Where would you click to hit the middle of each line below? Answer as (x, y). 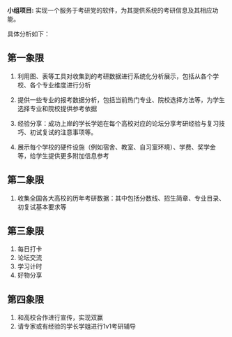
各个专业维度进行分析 (60, 85)
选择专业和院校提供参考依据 (57, 108)
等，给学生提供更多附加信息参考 (63, 155)
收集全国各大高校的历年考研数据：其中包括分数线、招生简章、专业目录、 (121, 198)
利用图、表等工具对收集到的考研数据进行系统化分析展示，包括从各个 (115, 76)
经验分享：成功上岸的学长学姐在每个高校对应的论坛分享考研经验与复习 (118, 123)
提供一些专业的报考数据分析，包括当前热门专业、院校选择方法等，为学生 (121, 99)
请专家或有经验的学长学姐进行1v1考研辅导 (77, 327)
